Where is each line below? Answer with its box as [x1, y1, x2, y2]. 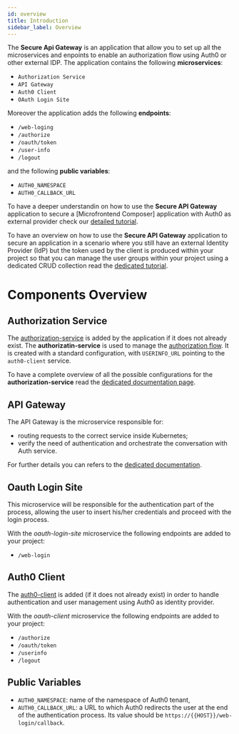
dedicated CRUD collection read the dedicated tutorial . [7, 261, 168, 270]
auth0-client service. [7, 356, 71, 365]
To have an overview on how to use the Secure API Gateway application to [7, 231, 228, 240]
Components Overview [7, 286, 148, 303]
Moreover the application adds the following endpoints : [7, 109, 171, 118]
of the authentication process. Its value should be [17, 710, 164, 719]
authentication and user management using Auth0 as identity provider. [7, 598, 215, 606]
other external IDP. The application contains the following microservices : [7, 59, 223, 67]
